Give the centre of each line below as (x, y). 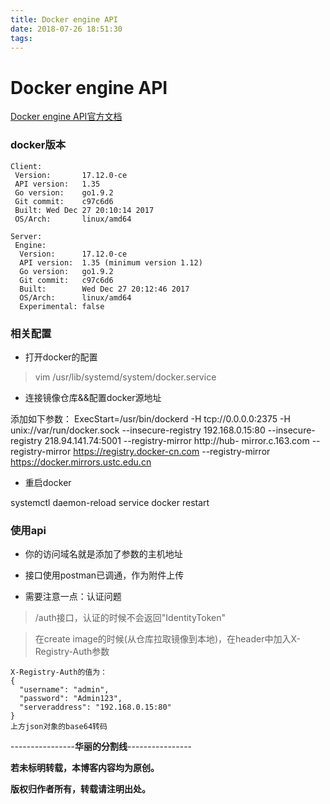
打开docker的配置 (61, 357)
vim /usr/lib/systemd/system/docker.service (125, 377)
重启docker (48, 482)
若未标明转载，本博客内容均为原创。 (85, 768)
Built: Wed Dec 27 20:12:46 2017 (104, 289)
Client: (26, 166)
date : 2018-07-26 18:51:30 (66, 29)
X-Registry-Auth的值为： (59, 672)
